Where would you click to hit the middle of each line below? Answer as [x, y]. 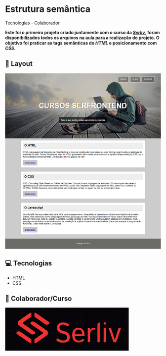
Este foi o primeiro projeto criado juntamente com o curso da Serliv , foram [83, 32]
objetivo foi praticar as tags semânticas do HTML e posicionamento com [81, 43]
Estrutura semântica [48, 9]
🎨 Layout [19, 64]
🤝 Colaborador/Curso [39, 298]
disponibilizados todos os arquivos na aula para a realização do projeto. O [82, 38]
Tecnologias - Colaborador [33, 23]
